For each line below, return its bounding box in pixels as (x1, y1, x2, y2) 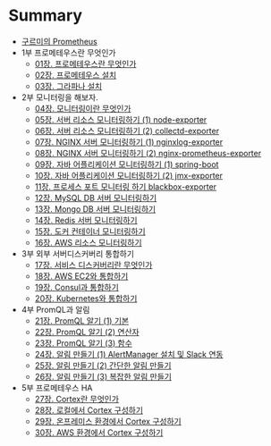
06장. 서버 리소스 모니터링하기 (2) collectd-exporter (34, 125, 220, 136)
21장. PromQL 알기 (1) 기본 (34, 315, 130, 326)
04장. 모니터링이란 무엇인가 (34, 103, 131, 114)
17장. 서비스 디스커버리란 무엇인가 (34, 259, 153, 270)
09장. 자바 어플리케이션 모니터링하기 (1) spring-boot (34, 158, 219, 170)
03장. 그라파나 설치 (34, 80, 103, 91)
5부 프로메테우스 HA (21, 382, 93, 393)
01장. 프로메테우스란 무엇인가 (34, 58, 137, 69)
